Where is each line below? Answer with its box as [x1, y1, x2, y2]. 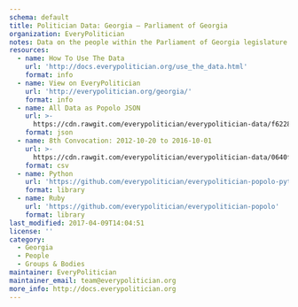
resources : [9, 46, 50, 55]
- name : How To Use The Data [17, 54, 125, 63]
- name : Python [17, 169, 74, 178]
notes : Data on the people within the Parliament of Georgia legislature [9, 37, 288, 47]
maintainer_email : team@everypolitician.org [9, 276, 176, 285]
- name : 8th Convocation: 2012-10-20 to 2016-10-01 [17, 136, 213, 145]
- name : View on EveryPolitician [17, 79, 141, 88]
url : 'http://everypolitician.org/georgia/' [25, 87, 192, 96]
